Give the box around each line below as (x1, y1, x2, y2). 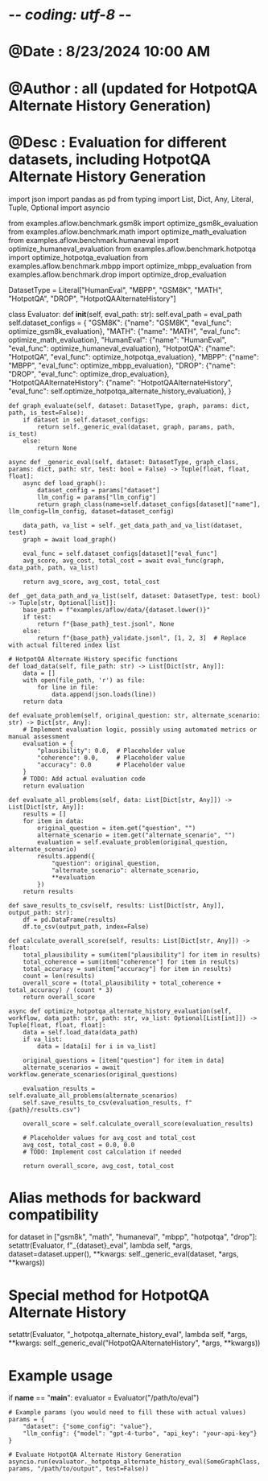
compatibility (8, 1205, 99, 1224)
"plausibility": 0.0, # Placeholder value (37, 747, 185, 755)
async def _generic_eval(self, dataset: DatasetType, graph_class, (8, 458, 240, 466)
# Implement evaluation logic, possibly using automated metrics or (23, 726, 258, 734)
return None (37, 444, 78, 452)
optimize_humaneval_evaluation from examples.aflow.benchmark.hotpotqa (8, 244, 256, 253)
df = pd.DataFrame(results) (23, 915, 117, 924)
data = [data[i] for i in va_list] (37, 1042, 157, 1051)
